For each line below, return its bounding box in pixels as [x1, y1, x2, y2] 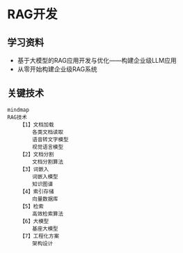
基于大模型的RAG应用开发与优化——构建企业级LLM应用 [17, 57, 177, 64]
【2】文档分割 [19, 151, 54, 158]
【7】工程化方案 [19, 232, 60, 240]
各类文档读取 [32, 129, 64, 136]
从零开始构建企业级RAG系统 [17, 65, 97, 73]
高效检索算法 [32, 210, 64, 217]
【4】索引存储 [19, 188, 54, 195]
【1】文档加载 [19, 121, 54, 128]
